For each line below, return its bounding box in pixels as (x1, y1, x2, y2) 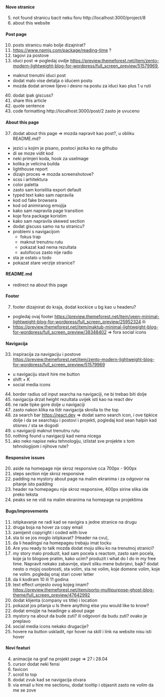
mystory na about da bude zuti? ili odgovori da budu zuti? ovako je (12, 613, 147, 618)
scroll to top (12, 671, 37, 677)
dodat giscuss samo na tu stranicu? (12, 223, 85, 229)
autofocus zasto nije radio (20, 249, 73, 255)
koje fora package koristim (12, 213, 67, 218)
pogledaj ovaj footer (12, 314, 54, 320)
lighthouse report (12, 166, 48, 172)
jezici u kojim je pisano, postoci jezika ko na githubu (12, 145, 118, 151)
